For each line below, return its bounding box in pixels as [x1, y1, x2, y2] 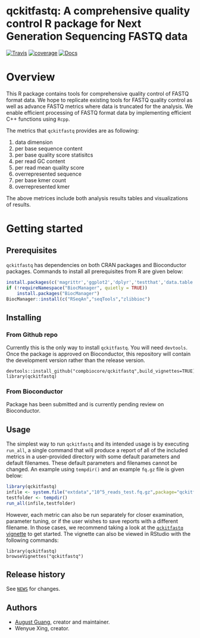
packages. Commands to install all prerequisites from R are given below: [6, 268, 183, 275]
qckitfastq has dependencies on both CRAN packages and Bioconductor [6, 261, 186, 268]
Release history [6, 569, 65, 580]
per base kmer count [14, 176, 67, 183]
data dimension [14, 139, 53, 146]
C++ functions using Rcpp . [6, 115, 70, 122]
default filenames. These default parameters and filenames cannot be [6, 459, 177, 467]
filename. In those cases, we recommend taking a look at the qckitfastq [6, 524, 183, 531]
